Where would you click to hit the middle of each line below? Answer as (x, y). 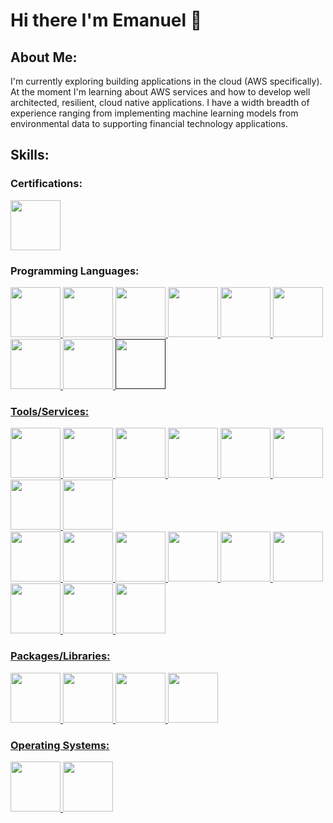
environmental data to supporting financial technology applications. (149, 123)
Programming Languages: (75, 271)
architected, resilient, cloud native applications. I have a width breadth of (160, 102)
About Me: (44, 57)
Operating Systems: (60, 745)
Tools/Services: (50, 411)
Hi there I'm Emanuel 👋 (106, 20)
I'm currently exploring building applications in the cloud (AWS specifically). (166, 81)
